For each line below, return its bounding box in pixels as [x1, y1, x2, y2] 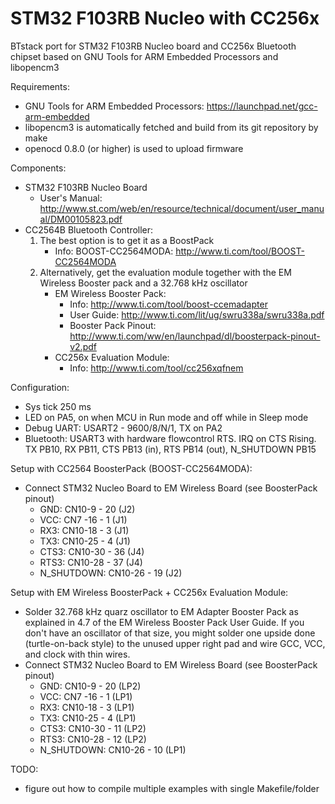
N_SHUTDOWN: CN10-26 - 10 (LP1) [39, 743, 187, 756]
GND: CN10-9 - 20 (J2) [39, 503, 136, 515]
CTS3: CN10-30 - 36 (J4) [39, 545, 145, 557]
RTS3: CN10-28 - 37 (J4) [39, 556, 143, 568]
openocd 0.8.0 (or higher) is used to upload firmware [24, 142, 244, 154]
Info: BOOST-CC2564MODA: [54, 245, 174, 257]
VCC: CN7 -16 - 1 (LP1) [39, 690, 133, 702]
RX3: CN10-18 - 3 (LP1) [39, 701, 135, 713]
